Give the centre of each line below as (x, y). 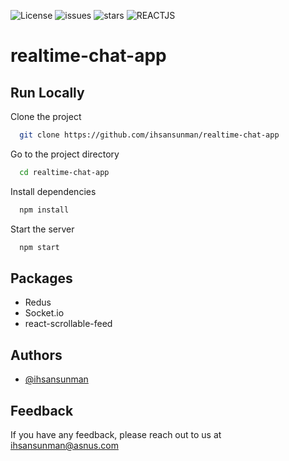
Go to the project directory (65, 154)
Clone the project (46, 116)
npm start (39, 247)
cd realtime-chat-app (64, 172)
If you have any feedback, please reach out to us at (116, 434)
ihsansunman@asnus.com (64, 445)
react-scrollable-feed (68, 324)
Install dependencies (53, 191)
